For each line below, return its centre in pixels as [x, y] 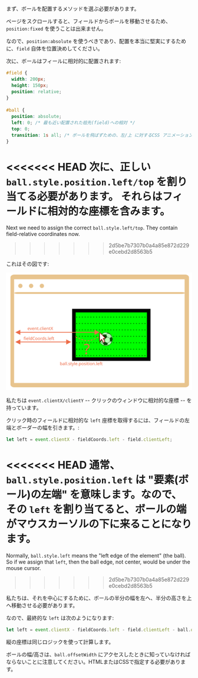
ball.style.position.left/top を [86, 181]
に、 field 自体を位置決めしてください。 [55, 48]
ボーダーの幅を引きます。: [48, 428]
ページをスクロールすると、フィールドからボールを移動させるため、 [88, 21]
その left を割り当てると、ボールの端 [96, 510]
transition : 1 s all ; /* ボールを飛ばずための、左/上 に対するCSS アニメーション [102, 135]
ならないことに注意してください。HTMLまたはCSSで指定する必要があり [93, 662]
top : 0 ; [21, 129]
